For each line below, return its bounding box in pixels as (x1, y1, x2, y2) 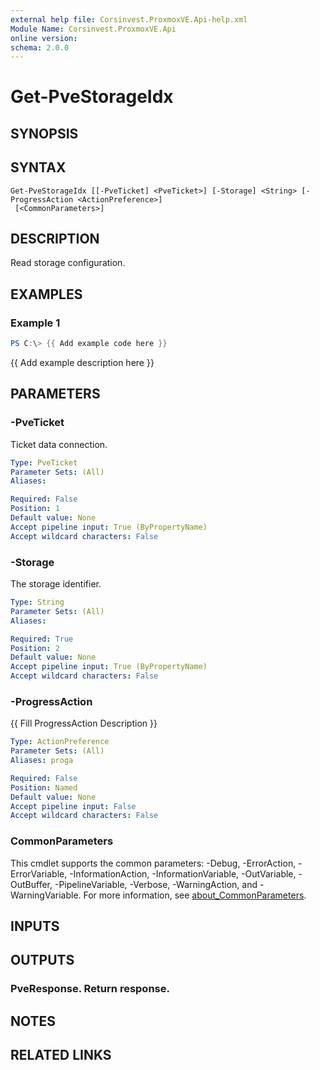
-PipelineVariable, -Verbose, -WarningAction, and (54, 878, 258, 890)
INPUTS (10, 917, 60, 935)
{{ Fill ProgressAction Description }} (10, 717, 158, 730)
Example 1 (10, 316, 61, 330)
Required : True (10, 634, 74, 644)
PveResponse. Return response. (10, 982, 170, 996)
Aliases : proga (10, 756, 74, 766)
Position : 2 (10, 643, 60, 653)
